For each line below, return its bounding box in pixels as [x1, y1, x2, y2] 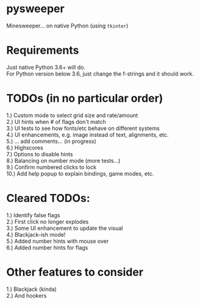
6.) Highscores [6, 144, 44, 151]
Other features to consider [6, 265, 144, 279]
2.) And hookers [6, 292, 47, 299]
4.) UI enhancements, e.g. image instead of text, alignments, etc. [6, 131, 169, 138]
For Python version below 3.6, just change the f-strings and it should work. [6, 70, 194, 77]
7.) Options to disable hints [6, 150, 73, 157]
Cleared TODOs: [6, 192, 90, 205]
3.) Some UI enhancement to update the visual [6, 224, 123, 232]
